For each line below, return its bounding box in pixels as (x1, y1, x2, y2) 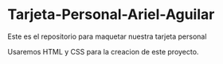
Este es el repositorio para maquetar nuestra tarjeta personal (7, 32, 207, 41)
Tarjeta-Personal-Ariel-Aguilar (7, 6, 215, 24)
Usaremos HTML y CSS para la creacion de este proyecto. (7, 47, 199, 56)
